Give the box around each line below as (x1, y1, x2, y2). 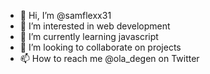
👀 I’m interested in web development (19, 20, 171, 32)
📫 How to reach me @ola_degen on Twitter (19, 53, 200, 64)
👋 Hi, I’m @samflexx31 (19, 10, 112, 21)
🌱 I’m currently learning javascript (19, 31, 159, 42)
